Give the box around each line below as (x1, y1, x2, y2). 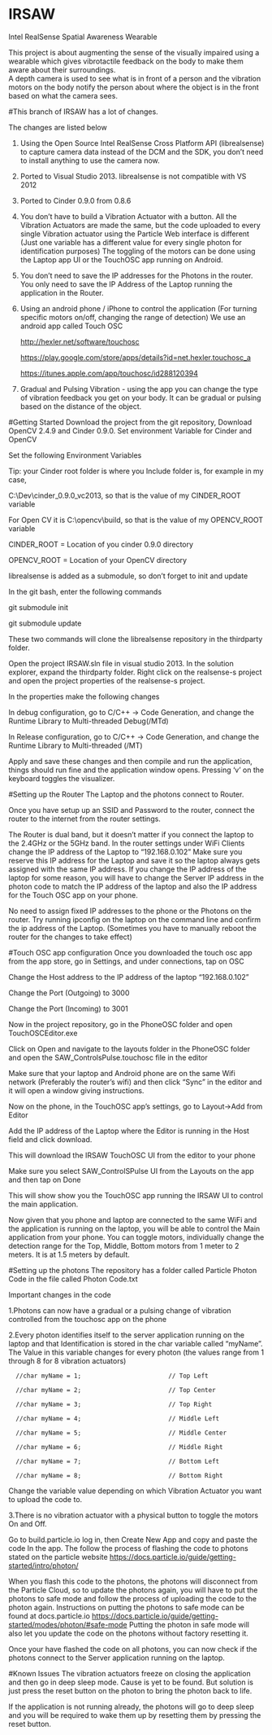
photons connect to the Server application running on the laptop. (8, 1653, 226, 1663)
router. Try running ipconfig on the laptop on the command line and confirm (8, 914, 261, 925)
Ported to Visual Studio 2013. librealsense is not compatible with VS (19, 171, 247, 181)
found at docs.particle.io (8, 1610, 91, 1621)
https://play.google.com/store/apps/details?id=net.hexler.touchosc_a (19, 352, 252, 362)
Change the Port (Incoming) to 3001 (8, 1004, 128, 1013)
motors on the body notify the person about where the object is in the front (8, 82, 260, 92)
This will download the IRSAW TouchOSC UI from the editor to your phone (8, 1150, 256, 1160)
